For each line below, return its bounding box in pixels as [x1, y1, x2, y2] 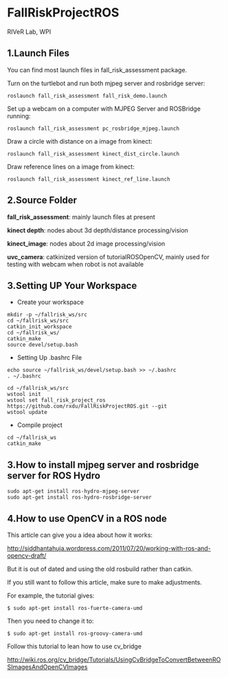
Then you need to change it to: [7, 617, 94, 625]
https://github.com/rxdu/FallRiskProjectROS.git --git [7, 403, 168, 410]
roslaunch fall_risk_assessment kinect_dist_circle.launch [7, 150, 180, 157]
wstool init [7, 391, 41, 398]
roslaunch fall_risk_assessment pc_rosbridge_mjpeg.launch [7, 125, 180, 132]
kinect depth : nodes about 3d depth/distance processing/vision [7, 226, 189, 234]
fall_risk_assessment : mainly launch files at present [7, 212, 156, 221]
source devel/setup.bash [7, 342, 78, 349]
